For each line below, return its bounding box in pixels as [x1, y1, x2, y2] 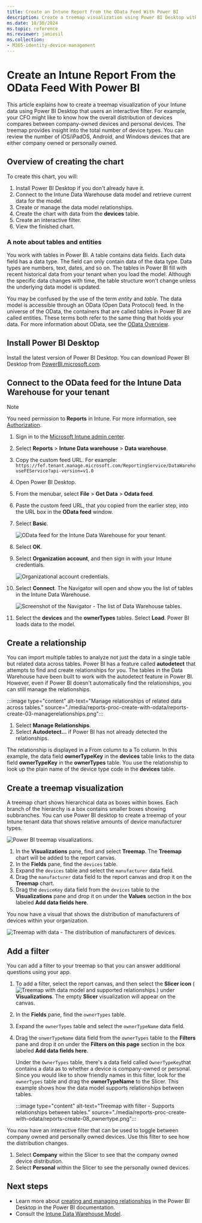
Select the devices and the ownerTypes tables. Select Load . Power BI [15, 614, 189, 621]
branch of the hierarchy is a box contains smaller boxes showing [7, 806, 167, 813]
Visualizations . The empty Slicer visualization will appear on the [15, 993, 176, 1000]
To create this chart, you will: [7, 173, 79, 180]
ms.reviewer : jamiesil [7, 31, 64, 37]
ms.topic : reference [7, 25, 59, 32]
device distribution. [15, 1157, 64, 1165]
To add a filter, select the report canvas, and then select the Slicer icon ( [15, 980, 195, 987]
